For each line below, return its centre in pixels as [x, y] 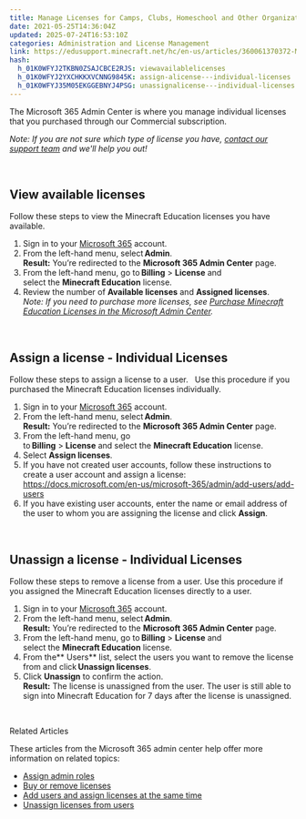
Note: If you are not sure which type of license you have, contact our [139, 138]
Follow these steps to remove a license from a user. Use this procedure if [147, 581]
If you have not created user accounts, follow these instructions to [147, 465]
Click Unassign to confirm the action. [93, 677]
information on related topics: [65, 758]
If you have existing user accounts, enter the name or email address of [155, 504]
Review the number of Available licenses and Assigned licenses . [146, 292]
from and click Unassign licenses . [87, 667]
